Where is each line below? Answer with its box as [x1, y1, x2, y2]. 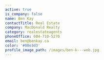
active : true [5, 7, 32, 12]
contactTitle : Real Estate [5, 20, 60, 26]
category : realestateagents [5, 30, 62, 34]
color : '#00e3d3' [5, 43, 41, 48]
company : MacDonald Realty [5, 25, 60, 30]
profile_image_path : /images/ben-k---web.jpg [5, 47, 99, 52]
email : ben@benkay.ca [5, 39, 49, 44]
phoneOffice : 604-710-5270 [5, 34, 60, 39]
